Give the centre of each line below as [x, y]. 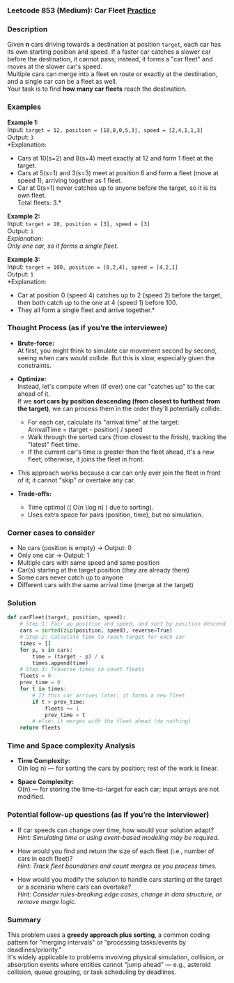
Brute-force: [36, 343]
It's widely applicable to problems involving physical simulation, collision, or [116, 957]
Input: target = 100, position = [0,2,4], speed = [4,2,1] [93, 267]
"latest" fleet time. [54, 444]
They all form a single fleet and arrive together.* [86, 310]
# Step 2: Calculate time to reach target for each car [103, 637]
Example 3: [24, 259]
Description [28, 29]
